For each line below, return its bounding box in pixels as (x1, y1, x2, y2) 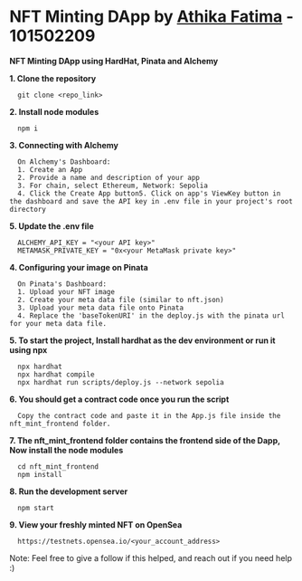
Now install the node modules (9, 444, 124, 455)
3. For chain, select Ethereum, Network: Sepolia (17, 181, 208, 190)
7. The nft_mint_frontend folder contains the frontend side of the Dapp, (9, 434, 280, 445)
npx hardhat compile (17, 369, 95, 379)
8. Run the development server (9, 486, 128, 497)
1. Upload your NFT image (17, 287, 116, 296)
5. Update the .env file (9, 220, 94, 232)
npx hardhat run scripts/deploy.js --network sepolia (17, 377, 224, 386)
